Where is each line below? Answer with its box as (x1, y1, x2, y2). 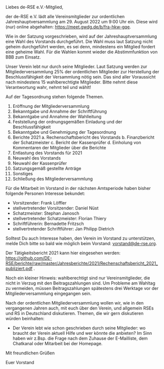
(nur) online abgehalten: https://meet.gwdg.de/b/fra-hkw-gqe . (5, 24, 131, 30)
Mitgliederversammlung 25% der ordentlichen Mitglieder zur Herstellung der (5, 69, 160, 75)
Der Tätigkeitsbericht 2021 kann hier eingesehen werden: (5, 250, 121, 256)
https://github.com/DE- (5, 255, 52, 261)
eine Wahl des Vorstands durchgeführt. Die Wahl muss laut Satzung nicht (5, 39, 153, 44)
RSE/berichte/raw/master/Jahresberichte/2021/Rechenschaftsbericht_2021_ (5, 261, 158, 266)
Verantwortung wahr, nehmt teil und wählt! (5, 84, 91, 90)
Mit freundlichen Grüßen (5, 350, 55, 356)
